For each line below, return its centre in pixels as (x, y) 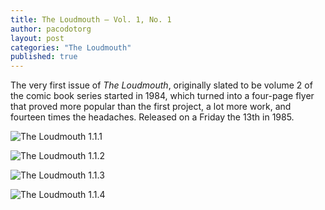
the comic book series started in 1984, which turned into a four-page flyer (162, 96)
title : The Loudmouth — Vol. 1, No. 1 (91, 19)
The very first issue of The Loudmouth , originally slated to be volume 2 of (161, 85)
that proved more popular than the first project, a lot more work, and (151, 107)
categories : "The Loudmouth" (71, 47)
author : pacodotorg (51, 29)
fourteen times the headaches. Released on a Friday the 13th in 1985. (152, 117)
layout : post (37, 38)
